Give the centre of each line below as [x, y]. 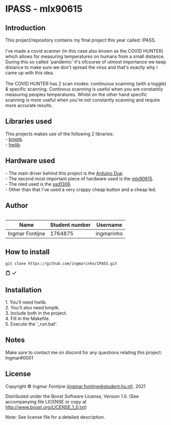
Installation [23, 290]
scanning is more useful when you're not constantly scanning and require [83, 100]
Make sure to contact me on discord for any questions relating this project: [84, 352]
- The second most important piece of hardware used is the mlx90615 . [79, 178]
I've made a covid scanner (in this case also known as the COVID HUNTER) [84, 51]
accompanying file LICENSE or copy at [46, 401]
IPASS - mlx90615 [44, 9]
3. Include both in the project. [36, 313]
